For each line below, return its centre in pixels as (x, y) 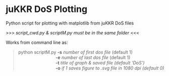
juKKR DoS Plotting (47, 9)
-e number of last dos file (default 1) (93, 57)
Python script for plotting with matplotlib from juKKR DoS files (70, 23)
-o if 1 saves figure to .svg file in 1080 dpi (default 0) (110, 68)
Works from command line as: (37, 42)
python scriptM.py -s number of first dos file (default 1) (75, 52)
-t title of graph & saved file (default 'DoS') (100, 62)
